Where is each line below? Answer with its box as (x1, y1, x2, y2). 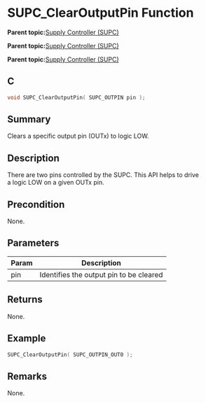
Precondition (7, 198, 65, 211)
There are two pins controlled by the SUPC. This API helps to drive (7, 171, 200, 179)
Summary (7, 113, 51, 125)
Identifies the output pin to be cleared (39, 269, 163, 279)
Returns (7, 294, 43, 306)
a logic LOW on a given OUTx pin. (7, 178, 104, 187)
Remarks (7, 370, 48, 382)
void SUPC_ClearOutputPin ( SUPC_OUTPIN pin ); (7, 94, 146, 101)
